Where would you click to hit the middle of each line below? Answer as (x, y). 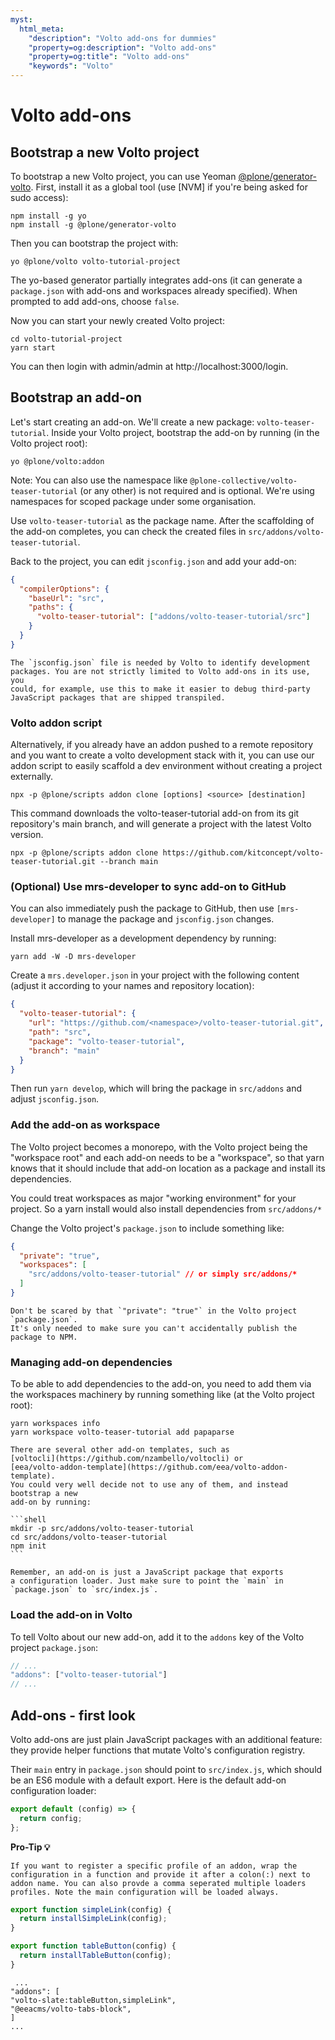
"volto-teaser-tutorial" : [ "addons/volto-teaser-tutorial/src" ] (173, 617)
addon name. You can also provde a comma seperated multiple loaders (158, 1883)
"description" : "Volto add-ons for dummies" (122, 38)
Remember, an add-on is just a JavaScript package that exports (147, 1572)
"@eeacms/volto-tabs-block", (71, 2009)
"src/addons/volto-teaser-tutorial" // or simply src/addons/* (163, 1274)
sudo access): (39, 197)
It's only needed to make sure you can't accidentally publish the (154, 1328)
